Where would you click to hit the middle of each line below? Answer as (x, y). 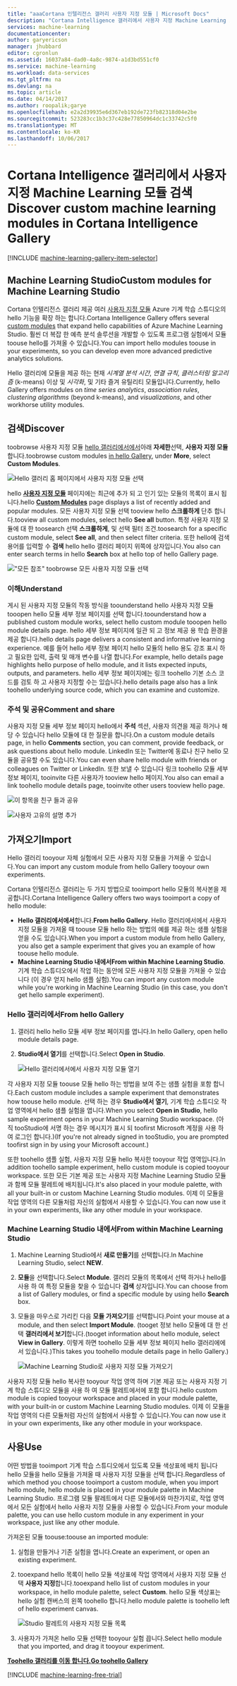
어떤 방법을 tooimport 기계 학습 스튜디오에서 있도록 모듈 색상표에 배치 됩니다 (113, 1465)
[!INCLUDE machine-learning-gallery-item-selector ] (83, 258)
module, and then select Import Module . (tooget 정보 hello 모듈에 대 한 (119, 1325)
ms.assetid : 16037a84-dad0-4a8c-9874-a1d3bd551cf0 (83, 60)
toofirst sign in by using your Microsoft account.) (78, 1144)
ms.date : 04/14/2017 (38, 99)
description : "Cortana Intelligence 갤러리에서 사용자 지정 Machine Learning (117, 20)
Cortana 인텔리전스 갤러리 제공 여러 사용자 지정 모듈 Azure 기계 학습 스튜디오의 (117, 309)
